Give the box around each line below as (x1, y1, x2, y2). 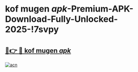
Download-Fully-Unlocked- (5, 14, 118, 25)
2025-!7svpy (5, 24, 59, 35)
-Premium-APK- (67, 3, 134, 14)
